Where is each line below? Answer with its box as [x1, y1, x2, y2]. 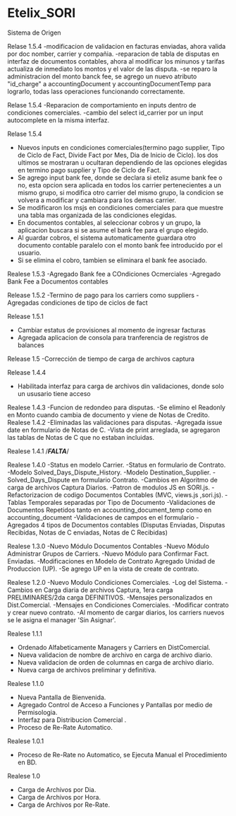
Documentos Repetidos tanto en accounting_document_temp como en [7, 506, 212, 514]
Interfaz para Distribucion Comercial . [17, 716, 127, 724]
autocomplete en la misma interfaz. [7, 115, 110, 124]
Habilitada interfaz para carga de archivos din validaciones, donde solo [17, 382, 224, 390]
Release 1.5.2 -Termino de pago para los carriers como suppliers [7, 291, 195, 299]
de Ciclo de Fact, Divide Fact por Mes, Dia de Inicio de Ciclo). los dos [17, 151, 218, 159]
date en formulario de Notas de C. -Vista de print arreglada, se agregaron [7, 426, 221, 434]
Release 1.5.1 [7, 312, 44, 320]
